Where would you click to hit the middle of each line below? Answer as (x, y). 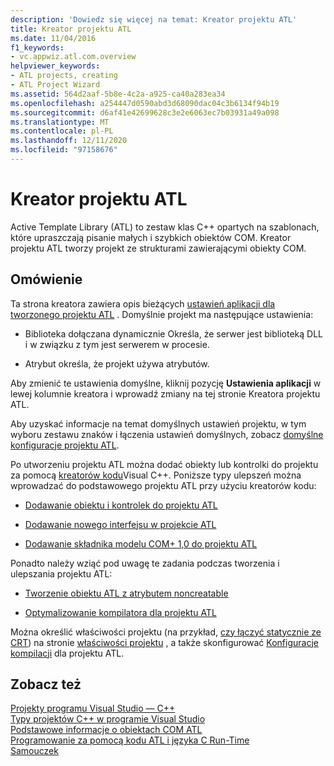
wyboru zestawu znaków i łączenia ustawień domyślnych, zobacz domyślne (167, 434)
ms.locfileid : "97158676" (64, 150)
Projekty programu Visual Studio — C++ (93, 708)
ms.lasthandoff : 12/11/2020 (69, 141)
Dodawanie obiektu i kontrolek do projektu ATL (121, 505)
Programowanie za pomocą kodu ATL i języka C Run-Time (130, 740)
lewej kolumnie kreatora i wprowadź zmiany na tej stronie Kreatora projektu (165, 393)
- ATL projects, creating (64, 76)
